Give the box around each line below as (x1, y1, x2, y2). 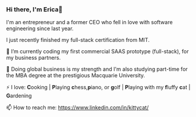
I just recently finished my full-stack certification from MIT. (6, 37, 150, 44)
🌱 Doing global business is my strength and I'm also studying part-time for (6, 66, 188, 73)
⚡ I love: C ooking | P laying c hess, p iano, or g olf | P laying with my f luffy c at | (6, 84, 191, 91)
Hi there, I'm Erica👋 (6, 5, 63, 14)
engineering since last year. (6, 25, 74, 32)
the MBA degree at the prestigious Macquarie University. (6, 72, 146, 79)
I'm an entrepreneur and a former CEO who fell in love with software (6, 19, 173, 26)
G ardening (6, 92, 32, 99)
